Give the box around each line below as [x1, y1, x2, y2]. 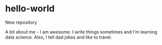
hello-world [5, 3, 55, 14]
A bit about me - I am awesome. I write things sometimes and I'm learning [5, 29, 157, 35]
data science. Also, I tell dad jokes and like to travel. [5, 34, 112, 40]
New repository [5, 19, 37, 25]
